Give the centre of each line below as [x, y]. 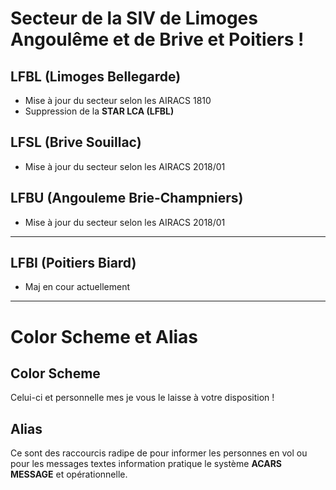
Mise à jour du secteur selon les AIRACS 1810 [118, 100]
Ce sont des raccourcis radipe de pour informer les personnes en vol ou [159, 453]
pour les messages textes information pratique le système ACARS [146, 464]
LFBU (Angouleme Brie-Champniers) [127, 198]
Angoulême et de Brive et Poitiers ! [157, 39]
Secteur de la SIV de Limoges [134, 18]
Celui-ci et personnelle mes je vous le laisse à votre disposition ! [142, 398]
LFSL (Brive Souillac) [76, 142]
